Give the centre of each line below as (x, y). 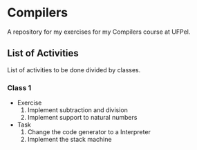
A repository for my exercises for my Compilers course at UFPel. (99, 32)
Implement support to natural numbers (82, 118)
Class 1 (19, 87)
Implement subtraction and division (77, 110)
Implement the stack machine (69, 140)
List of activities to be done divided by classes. (74, 69)
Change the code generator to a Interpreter (89, 132)
